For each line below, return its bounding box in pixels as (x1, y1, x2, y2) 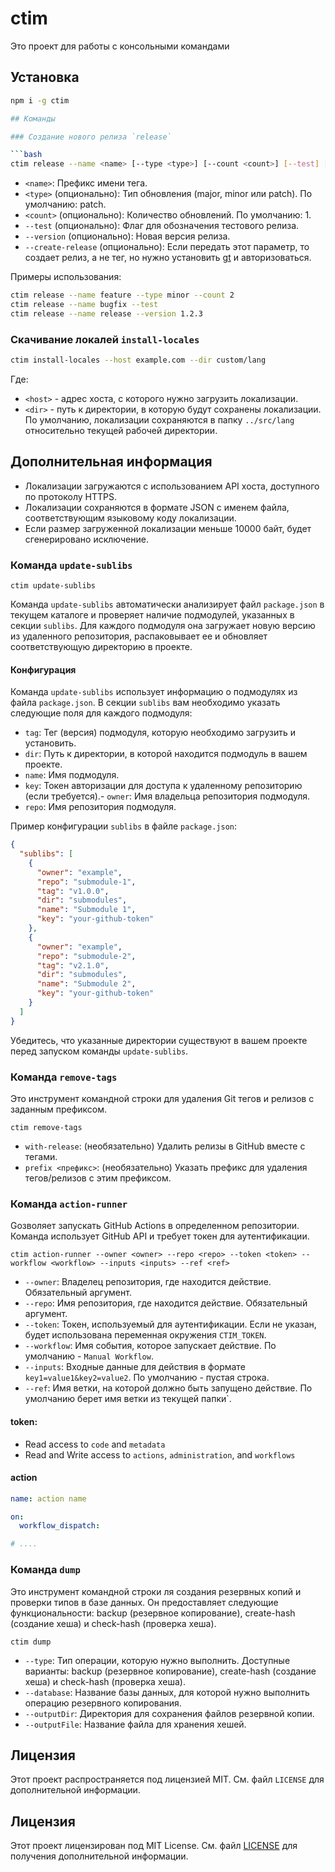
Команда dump (10, 1563, 81, 1577)
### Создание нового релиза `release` (10, 132, 172, 142)
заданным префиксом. (10, 1103, 108, 1116)
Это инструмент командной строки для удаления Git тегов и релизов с (10, 1093, 315, 1105)
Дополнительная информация (10, 453, 213, 471)
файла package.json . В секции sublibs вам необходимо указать (10, 697, 281, 709)
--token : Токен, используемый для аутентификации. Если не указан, (24, 1318, 317, 1331)
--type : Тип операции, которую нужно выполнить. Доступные (24, 1654, 291, 1666)
